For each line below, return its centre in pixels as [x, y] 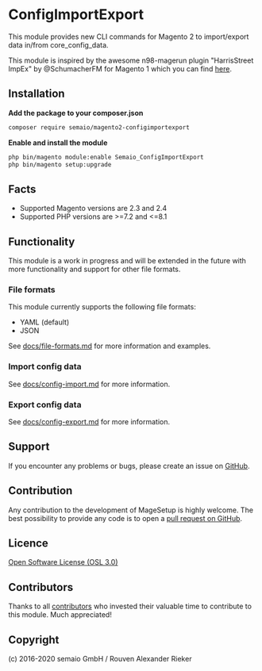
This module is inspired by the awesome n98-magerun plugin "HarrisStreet [131, 60]
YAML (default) [44, 322]
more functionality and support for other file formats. [94, 269]
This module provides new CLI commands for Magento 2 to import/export [129, 36]
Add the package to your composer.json [76, 113]
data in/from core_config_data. [58, 44]
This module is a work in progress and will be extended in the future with [127, 261]
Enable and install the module [58, 142]
